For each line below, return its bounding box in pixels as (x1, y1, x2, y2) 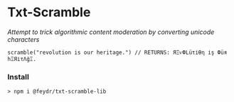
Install (7, 72, 30, 81)
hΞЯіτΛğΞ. (7, 55, 37, 62)
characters (7, 35, 40, 43)
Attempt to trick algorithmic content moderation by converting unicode (7, 28, 215, 36)
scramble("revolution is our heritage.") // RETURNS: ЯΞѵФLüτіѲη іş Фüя (7, 49, 228, 56)
